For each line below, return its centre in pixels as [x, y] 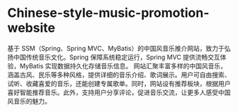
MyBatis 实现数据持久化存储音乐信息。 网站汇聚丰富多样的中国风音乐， [123, 66]
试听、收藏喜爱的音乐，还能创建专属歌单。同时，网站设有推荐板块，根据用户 [119, 83]
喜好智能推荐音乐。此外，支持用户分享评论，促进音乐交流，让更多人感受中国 [119, 92]
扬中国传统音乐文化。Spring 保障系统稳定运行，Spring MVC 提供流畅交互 [114, 57]
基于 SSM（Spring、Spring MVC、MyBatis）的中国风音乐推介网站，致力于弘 [119, 48]
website [31, 28]
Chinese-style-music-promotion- [108, 13]
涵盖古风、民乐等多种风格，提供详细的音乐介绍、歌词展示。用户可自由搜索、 [119, 75]
